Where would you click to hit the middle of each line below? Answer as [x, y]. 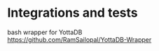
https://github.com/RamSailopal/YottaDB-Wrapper [79, 39]
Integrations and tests [72, 13]
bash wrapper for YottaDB [45, 32]
